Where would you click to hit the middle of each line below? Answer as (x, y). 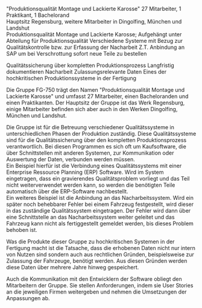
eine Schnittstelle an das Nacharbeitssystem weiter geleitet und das (90, 217)
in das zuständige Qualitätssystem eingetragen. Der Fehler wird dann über (99, 210)
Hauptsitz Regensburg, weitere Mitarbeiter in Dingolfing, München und (94, 21)
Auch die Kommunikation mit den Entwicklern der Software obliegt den (94, 279)
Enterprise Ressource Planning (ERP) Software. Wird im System (85, 172)
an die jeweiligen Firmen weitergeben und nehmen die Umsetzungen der (96, 292)
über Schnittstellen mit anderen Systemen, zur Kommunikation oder (90, 153)
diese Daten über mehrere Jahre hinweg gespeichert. (73, 267)
